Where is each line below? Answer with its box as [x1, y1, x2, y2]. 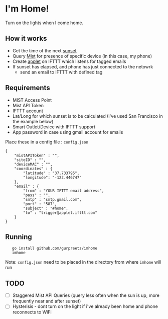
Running [5, 232, 33, 241]
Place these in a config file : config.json [5, 139, 89, 145]
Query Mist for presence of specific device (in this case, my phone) [12, 53, 152, 59]
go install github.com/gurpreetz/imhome [12, 246, 98, 251]
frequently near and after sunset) [12, 298, 81, 304]
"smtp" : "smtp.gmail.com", [23, 197, 82, 202]
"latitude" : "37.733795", [23, 171, 80, 176]
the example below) [12, 118, 54, 124]
